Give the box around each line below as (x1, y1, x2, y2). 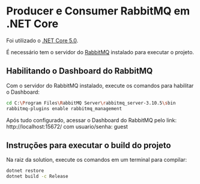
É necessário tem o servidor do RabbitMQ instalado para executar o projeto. (6, 48, 194, 55)
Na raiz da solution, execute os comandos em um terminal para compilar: (6, 156, 187, 164)
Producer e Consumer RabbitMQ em (6, 4, 190, 18)
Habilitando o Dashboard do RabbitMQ (6, 66, 153, 76)
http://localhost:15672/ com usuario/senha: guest (6, 123, 128, 130)
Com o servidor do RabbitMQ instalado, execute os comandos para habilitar (6, 82, 194, 89)
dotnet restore (6, 168, 44, 174)
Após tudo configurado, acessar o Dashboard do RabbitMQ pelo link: (6, 116, 177, 124)
